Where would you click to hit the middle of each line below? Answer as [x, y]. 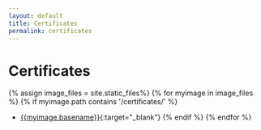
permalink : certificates [50, 31]
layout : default [36, 16]
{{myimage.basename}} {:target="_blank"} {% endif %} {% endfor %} [136, 117]
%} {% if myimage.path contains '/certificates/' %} [93, 102]
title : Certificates [43, 23]
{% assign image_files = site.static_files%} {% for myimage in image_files [131, 93]
